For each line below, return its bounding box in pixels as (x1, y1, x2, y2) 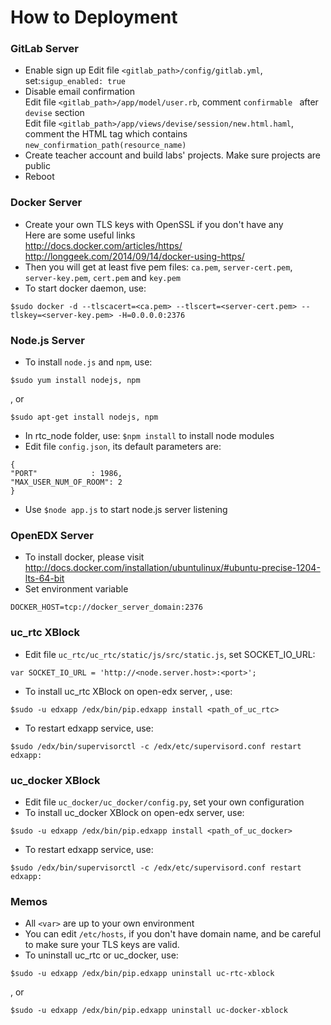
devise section (24, 107, 85, 119)
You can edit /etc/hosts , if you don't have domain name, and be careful (24, 928, 322, 940)
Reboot (24, 171, 55, 183)
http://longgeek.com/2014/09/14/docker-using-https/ (24, 250, 245, 262)
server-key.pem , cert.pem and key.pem (24, 271, 182, 283)
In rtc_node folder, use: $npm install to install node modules (24, 430, 275, 442)
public (24, 160, 51, 172)
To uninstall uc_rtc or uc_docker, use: (24, 949, 179, 961)
